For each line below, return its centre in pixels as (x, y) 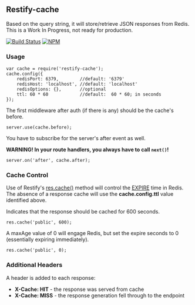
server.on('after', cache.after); (48, 161)
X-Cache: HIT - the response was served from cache (79, 289)
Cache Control (27, 175)
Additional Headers (34, 265)
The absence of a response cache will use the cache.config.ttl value (90, 194)
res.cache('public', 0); (36, 250)
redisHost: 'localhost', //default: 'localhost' (77, 84)
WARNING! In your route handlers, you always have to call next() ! (88, 150)
